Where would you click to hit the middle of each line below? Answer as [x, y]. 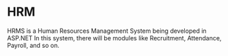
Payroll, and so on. [33, 45]
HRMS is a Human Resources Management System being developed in [107, 31]
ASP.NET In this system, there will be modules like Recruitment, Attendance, [114, 38]
